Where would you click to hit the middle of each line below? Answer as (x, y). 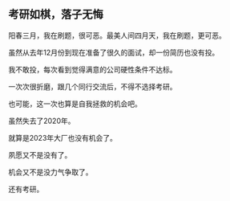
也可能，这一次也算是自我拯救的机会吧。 (75, 104)
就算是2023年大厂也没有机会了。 (63, 137)
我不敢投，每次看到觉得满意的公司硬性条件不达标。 (93, 69)
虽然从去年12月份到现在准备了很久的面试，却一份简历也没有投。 (114, 52)
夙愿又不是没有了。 (40, 154)
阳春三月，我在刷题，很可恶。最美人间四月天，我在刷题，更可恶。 (117, 35)
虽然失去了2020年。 (42, 121)
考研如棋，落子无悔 (56, 14)
